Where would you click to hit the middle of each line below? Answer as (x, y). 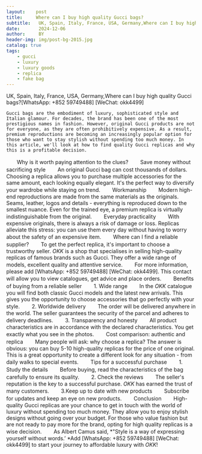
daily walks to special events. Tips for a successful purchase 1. (95, 362)
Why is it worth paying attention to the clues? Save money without (104, 162)
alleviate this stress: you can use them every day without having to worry (97, 230)
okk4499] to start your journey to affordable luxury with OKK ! (82, 445)
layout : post (26, 12)
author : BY (25, 34)
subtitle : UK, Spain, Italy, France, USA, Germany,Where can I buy (95, 23)
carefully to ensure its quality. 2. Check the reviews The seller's (95, 377)
